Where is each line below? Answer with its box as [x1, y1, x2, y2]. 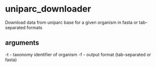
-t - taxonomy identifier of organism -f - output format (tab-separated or [5, 51, 151, 57]
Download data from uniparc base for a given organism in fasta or [5, 19, 138, 25]
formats [26, 24, 43, 30]
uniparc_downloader [5, 3, 91, 15]
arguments [5, 39, 39, 47]
